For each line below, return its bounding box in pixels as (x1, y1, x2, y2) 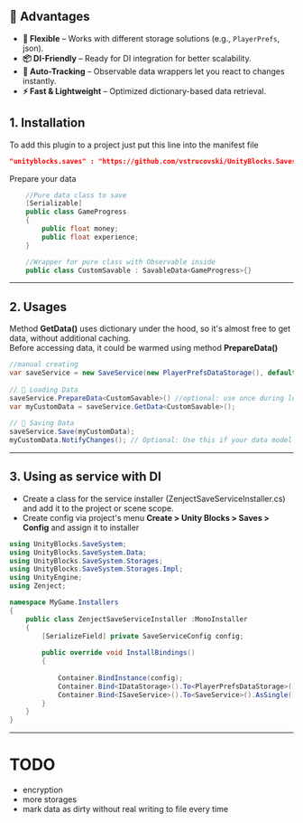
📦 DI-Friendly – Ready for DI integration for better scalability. (22, 52, 252, 63)
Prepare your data (9, 173, 77, 184)
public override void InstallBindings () (41, 648, 196, 657)
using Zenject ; (9, 582, 67, 591)
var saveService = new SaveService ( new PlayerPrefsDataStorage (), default (9, 368, 297, 378)
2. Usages (9, 299, 68, 315)
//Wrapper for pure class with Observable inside (25, 257, 216, 267)
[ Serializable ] (25, 199, 83, 208)
